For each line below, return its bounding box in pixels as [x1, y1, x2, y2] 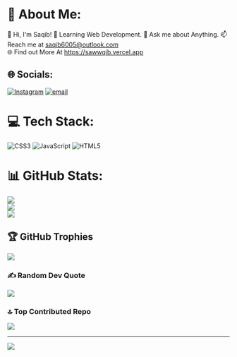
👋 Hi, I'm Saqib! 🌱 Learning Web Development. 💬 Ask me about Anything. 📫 [7, 30, 228, 38]
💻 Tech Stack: [7, 113, 95, 129]
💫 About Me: [7, 6, 82, 23]
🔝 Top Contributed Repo [7, 306, 92, 316]
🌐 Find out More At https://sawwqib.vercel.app [7, 47, 144, 56]
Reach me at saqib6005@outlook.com [7, 40, 119, 49]
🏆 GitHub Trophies [7, 231, 94, 243]
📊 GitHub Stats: [7, 167, 104, 183]
